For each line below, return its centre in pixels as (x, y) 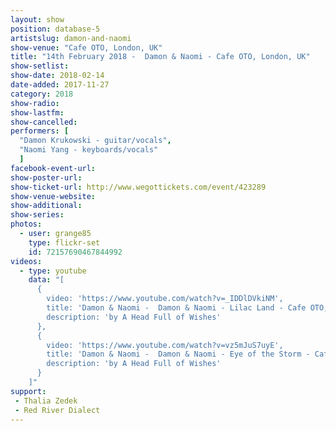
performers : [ (40, 131)
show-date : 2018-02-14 (57, 76)
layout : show (37, 19)
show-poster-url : (46, 177)
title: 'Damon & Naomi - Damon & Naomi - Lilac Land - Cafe (176, 308)
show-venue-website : (53, 196)
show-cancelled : (44, 122)
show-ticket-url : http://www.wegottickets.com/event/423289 (138, 187)
